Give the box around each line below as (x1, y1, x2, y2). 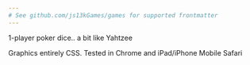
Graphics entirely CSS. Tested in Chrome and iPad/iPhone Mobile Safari (8, 48, 243, 57)
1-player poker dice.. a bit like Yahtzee (8, 33, 133, 42)
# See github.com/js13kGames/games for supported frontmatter (8, 11, 218, 20)
